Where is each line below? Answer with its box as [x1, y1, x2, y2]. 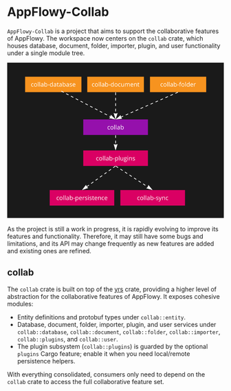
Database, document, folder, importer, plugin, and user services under [16, 320, 217, 328]
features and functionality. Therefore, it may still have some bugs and [7, 232, 204, 240]
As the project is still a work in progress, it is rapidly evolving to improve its [7, 224, 219, 233]
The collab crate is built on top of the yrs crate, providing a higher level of [7, 285, 217, 293]
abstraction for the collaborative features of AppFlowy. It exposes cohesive [7, 292, 220, 300]
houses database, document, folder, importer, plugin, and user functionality [7, 41, 221, 50]
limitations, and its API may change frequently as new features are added [7, 239, 214, 248]
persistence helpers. [16, 357, 76, 365]
